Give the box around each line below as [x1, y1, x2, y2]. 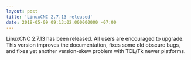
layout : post [6, 8, 38, 15]
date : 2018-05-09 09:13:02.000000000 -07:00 [6, 19, 117, 25]
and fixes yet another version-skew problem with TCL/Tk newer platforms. [6, 48, 186, 55]
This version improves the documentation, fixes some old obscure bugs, [6, 41, 180, 48]
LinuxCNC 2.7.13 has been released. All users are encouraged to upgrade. [6, 36, 184, 43]
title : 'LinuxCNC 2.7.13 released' [6, 14, 93, 20]
